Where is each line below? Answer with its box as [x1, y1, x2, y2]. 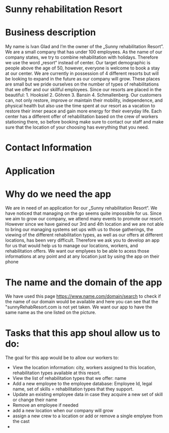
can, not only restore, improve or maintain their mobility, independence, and [5, 97, 163, 103]
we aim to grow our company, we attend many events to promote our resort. [5, 216, 163, 222]
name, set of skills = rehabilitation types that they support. [12, 386, 134, 392]
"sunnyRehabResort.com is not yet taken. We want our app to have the [5, 304, 152, 310]
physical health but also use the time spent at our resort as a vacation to [5, 103, 155, 109]
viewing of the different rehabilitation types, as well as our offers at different [5, 232, 163, 238]
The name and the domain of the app [5, 277, 162, 288]
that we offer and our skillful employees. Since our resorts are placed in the [5, 87, 162, 93]
